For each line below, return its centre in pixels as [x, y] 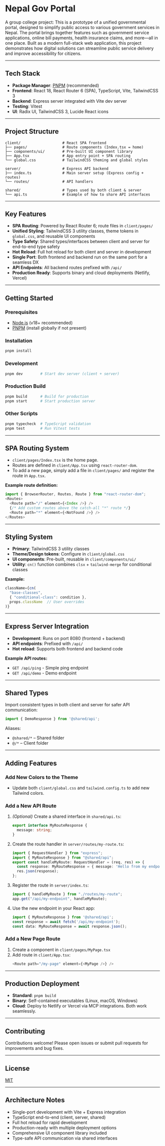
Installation [19, 340]
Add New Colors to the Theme [42, 777]
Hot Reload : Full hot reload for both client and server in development [82, 252]
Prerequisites [21, 312]
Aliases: [13, 728]
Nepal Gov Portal [40, 9]
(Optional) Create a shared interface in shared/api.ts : [67, 816]
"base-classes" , [26, 593]
